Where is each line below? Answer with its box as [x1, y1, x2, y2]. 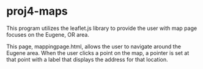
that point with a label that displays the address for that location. [6, 56, 168, 63]
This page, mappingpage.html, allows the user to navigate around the [6, 43, 182, 50]
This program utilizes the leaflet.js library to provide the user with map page [6, 24, 197, 32]
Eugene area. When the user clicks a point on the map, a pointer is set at [6, 49, 190, 56]
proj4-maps [6, 4, 68, 18]
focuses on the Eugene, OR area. [6, 31, 90, 38]
